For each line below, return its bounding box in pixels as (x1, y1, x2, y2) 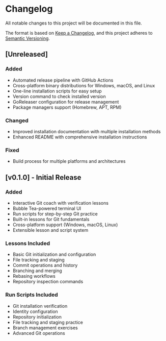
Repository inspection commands (12, 279, 84, 285)
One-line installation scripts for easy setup (12, 88, 102, 94)
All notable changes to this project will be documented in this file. (5, 20, 143, 26)
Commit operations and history (12, 262, 78, 269)
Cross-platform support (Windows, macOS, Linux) (12, 222, 118, 228)
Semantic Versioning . (5, 35, 50, 41)
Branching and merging (12, 267, 62, 274)
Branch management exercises (12, 325, 78, 331)
